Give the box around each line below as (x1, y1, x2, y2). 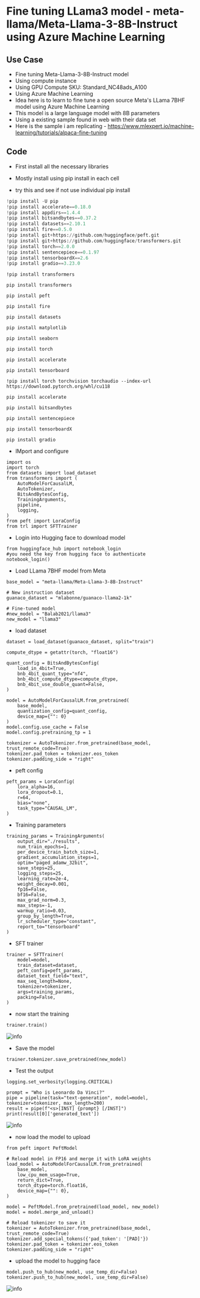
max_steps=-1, (17, 902, 53, 909)
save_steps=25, (17, 865, 56, 871)
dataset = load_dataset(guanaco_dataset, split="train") (6, 639, 154, 645)
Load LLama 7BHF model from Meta (15, 567, 106, 574)
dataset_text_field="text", (17, 973, 88, 979)
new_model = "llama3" (6, 616, 62, 622)
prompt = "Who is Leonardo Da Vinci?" (6, 1089, 105, 1096)
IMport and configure (15, 448, 69, 455)
